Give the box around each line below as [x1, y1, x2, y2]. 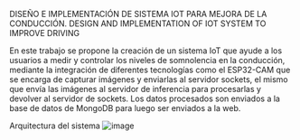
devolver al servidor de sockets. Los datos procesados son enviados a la [9, 93, 280, 104]
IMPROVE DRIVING [9, 28, 80, 38]
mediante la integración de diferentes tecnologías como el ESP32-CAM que [9, 64, 291, 75]
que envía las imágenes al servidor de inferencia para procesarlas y [9, 84, 262, 94]
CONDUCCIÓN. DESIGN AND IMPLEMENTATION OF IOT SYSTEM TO [9, 18, 267, 29]
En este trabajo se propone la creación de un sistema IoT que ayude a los [9, 45, 283, 56]
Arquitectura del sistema [9, 120, 101, 131]
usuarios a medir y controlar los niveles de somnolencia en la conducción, [9, 55, 286, 65]
